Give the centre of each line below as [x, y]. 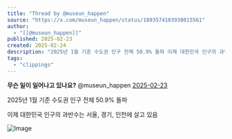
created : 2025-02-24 [37, 45]
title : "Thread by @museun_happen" [58, 13]
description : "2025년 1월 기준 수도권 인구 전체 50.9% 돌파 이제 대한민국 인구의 [112, 52]
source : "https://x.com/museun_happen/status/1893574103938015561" [106, 20]
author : [18, 26]
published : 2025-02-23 [40, 39]
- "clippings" [33, 65]
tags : [15, 58]
